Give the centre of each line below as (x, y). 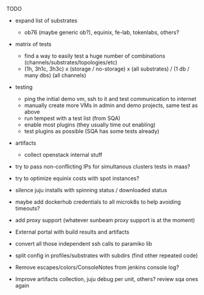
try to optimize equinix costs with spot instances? (77, 178)
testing (24, 87)
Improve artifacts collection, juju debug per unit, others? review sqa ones (107, 279)
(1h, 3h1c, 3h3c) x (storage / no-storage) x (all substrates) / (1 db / (107, 69)
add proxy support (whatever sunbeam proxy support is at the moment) (105, 220)
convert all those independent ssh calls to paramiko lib (83, 244)
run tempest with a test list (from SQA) (72, 118)
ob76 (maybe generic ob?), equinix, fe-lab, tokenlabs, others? (102, 32)
